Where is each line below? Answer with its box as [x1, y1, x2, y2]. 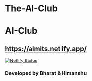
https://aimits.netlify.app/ [5, 44, 87, 53]
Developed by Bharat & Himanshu [5, 70, 87, 77]
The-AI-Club [5, 3, 58, 14]
